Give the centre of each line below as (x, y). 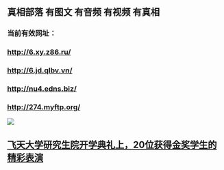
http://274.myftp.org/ (44, 107)
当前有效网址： (32, 33)
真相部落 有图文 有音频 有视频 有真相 (83, 12)
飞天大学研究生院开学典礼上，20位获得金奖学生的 (112, 144)
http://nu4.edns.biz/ (42, 89)
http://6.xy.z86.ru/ (39, 52)
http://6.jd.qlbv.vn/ (40, 70)
